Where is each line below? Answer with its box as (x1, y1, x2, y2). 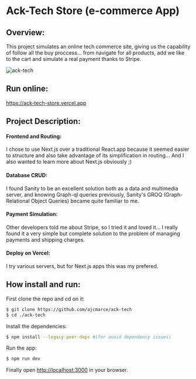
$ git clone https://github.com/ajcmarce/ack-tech (6, 306, 132, 312)
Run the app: (6, 344, 37, 351)
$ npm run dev (6, 356, 41, 362)
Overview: (6, 28, 45, 38)
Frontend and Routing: (6, 133, 62, 140)
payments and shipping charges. (6, 236, 85, 243)
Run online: (6, 84, 49, 94)
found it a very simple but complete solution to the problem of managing (6, 230, 180, 237)
